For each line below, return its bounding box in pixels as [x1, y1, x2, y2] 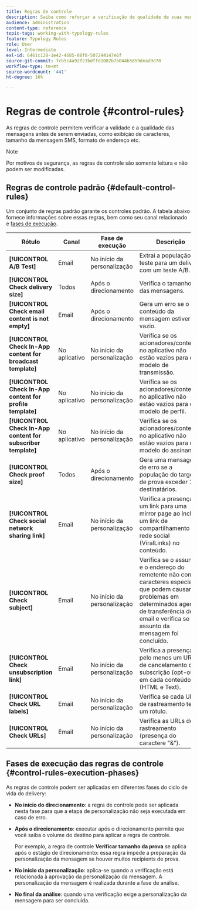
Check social [9, 516, 46, 525]
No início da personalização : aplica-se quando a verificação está [14, 866, 174, 874]
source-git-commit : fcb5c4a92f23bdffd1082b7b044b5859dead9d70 [6, 58, 161, 64]
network [9, 524, 33, 532]
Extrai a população [139, 251, 191, 259]
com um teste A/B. [139, 266, 191, 274]
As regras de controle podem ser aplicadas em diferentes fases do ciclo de [6, 784, 188, 791]
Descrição [156, 238, 186, 246]
